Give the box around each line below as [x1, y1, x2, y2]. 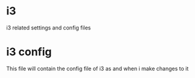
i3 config [6, 45, 53, 59]
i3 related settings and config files [6, 24, 91, 31]
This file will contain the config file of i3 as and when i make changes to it [6, 65, 189, 72]
